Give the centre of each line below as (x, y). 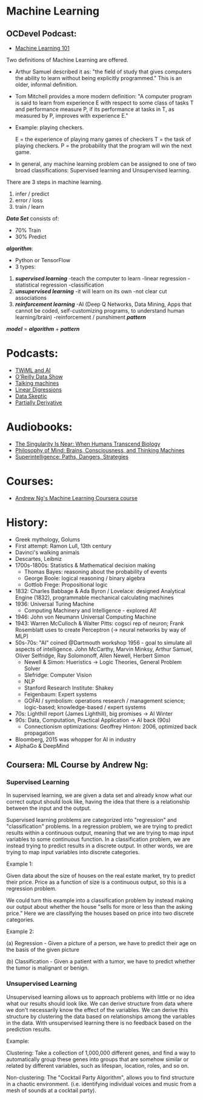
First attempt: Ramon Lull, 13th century (63, 546)
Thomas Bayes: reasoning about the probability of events (95, 571)
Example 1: (20, 864)
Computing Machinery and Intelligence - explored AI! (90, 610)
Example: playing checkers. (49, 127)
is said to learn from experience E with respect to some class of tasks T (104, 103)
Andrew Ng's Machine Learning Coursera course (76, 498)
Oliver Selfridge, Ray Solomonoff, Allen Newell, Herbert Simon (92, 655)
